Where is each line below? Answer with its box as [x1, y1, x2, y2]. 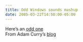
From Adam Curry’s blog [5, 31, 56, 37]
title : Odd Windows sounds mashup [5, 7, 78, 12]
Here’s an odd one [5, 25, 44, 31]
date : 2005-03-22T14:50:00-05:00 [5, 12, 76, 17]
